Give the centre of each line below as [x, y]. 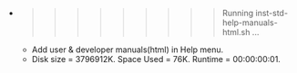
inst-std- [271, 13]
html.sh [236, 32]
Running [238, 13]
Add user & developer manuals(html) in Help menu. [128, 50]
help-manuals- [250, 23]
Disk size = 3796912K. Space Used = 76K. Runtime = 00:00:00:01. [156, 59]
